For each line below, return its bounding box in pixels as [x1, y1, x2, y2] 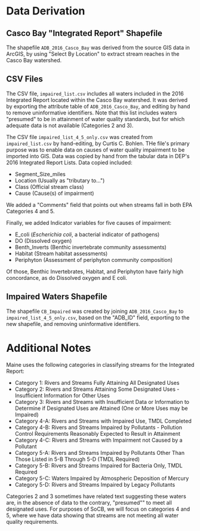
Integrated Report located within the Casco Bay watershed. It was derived [6, 96, 188, 103]
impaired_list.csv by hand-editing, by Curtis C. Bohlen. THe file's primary [6, 140, 190, 147]
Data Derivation [6, 4, 85, 18]
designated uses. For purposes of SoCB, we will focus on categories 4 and [6, 505, 190, 512]
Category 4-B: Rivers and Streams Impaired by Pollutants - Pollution [14, 424, 183, 431]
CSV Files [6, 74, 43, 85]
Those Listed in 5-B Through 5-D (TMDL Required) [14, 455, 140, 463]
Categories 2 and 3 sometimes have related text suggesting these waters [6, 493, 186, 500]
